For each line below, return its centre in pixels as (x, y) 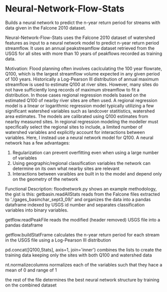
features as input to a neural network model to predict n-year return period (82, 42)
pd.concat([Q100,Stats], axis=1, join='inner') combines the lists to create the (83, 249)
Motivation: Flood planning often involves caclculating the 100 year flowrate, (84, 68)
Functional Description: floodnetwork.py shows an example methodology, (81, 188)
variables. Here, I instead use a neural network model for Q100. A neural (79, 137)
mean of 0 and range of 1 (31, 270)
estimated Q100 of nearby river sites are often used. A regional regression (81, 100)
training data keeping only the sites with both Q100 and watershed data (79, 255)
